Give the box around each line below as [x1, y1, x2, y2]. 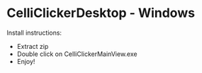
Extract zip [16, 42, 49, 50]
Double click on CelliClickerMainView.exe [16, 50, 138, 58]
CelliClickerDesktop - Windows [6, 5, 196, 21]
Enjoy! [16, 57, 35, 65]
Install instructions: [6, 28, 62, 37]
